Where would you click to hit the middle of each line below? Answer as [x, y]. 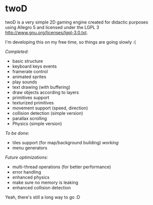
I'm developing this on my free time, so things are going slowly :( [71, 42]
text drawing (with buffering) [41, 87]
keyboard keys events [34, 66]
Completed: [17, 51]
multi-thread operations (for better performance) [62, 167]
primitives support [31, 97]
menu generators [30, 148]
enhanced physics [31, 177]
